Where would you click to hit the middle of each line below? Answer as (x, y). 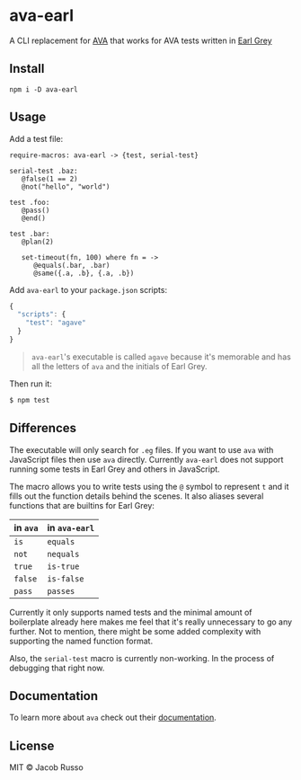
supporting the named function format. (81, 641)
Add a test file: (36, 138)
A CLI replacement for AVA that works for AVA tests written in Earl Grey (141, 40)
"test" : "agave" (56, 323)
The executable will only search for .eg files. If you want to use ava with (142, 449)
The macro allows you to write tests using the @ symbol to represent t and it (149, 486)
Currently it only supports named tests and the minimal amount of (131, 612)
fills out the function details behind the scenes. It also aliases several (137, 496)
